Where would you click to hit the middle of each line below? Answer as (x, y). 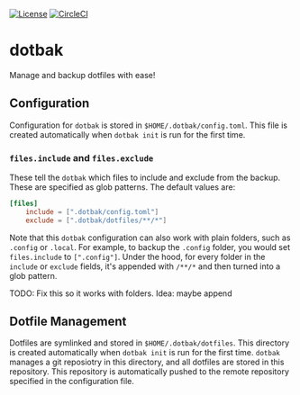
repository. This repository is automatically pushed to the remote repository (150, 372)
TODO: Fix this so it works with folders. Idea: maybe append (121, 293)
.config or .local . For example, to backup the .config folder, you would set (150, 247)
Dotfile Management (68, 322)
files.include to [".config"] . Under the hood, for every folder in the (137, 256)
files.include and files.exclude (82, 157)
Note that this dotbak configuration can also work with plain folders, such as (150, 238)
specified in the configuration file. (72, 382)
